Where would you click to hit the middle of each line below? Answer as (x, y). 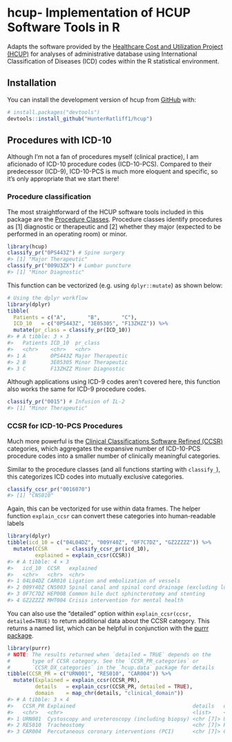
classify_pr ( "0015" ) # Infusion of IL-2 (66, 402)
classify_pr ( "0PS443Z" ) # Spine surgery (66, 253)
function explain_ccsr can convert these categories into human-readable (112, 516)
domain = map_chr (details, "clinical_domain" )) (109, 693)
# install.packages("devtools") (54, 112)
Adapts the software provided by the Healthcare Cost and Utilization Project (115, 46)
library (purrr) (29, 648)
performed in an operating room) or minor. (67, 234)
